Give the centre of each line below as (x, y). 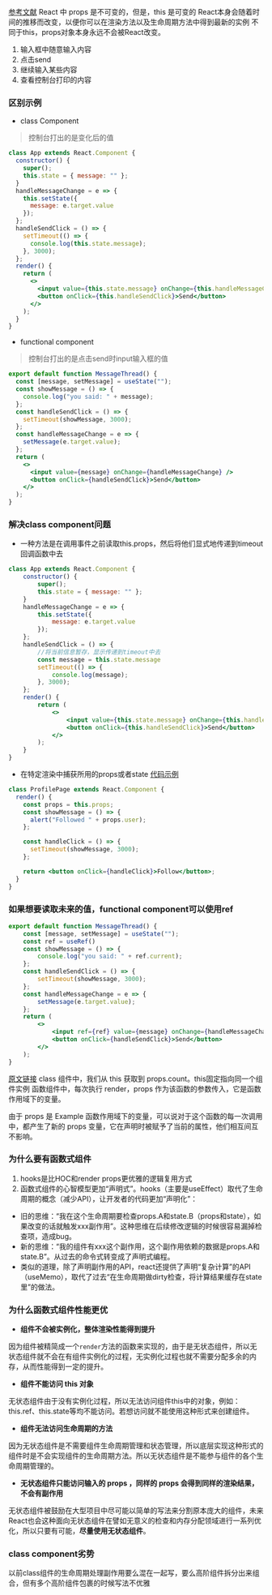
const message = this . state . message (99, 659)
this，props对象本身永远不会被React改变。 (94, 32)
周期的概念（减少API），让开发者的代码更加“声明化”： (109, 1198)
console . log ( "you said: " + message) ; (88, 397)
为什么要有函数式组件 (50, 1160)
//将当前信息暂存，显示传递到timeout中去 (99, 652)
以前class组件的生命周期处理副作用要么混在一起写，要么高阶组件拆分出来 (131, 1573)
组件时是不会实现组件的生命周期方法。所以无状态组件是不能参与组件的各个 (132, 1456)
